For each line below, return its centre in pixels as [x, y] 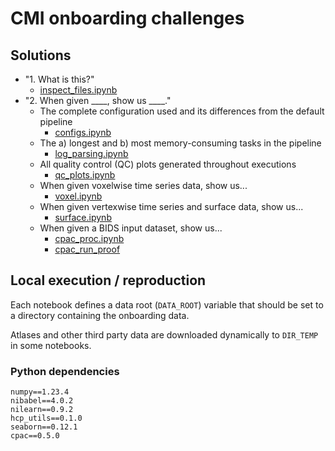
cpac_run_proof [87, 249]
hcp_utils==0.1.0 [46, 418]
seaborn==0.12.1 [44, 427]
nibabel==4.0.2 [42, 401]
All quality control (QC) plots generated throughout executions [168, 164]
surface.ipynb [83, 217]
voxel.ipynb [78, 196]
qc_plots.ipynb [85, 175]
